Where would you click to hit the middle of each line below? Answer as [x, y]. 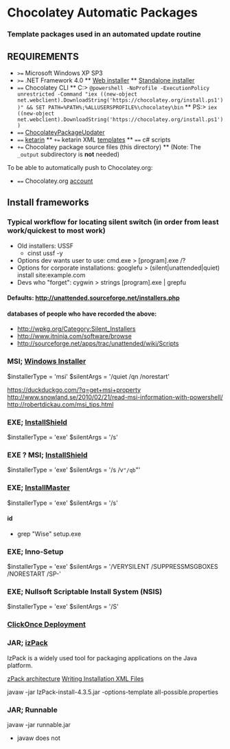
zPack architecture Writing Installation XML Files [76, 678]
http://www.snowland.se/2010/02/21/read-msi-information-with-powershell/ [115, 397]
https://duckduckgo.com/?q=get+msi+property [74, 389]
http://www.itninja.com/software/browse [74, 336]
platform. [20, 665]
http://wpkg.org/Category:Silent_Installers [76, 329]
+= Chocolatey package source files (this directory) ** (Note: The [109, 146]
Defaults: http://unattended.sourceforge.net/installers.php [93, 298]
